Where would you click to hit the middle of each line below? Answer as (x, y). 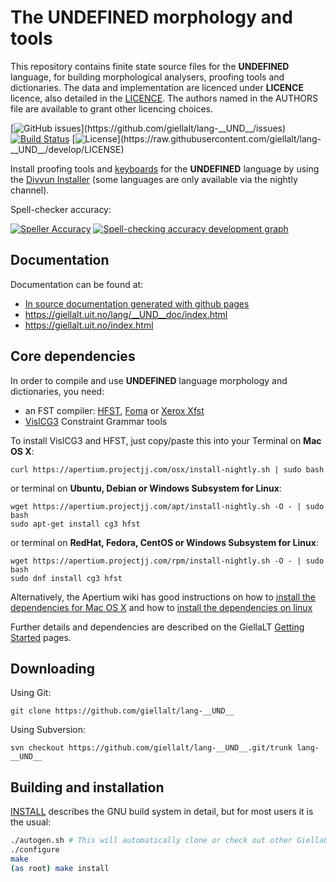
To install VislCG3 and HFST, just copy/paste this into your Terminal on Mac (166, 440)
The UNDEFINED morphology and (151, 17)
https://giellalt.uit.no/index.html (89, 325)
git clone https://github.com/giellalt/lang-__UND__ (122, 711)
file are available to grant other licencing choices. (112, 108)
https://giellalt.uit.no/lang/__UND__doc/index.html (126, 314)
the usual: (31, 822)
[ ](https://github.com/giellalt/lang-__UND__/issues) (148, 128)
